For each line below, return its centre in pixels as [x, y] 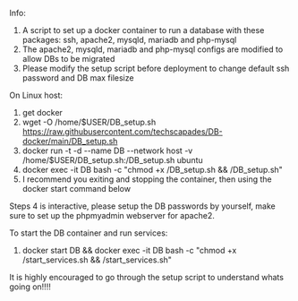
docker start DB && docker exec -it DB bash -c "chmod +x [129, 250]
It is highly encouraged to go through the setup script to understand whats [147, 277]
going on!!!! [30, 287]
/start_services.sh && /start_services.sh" [97, 260]
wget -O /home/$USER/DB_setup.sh [89, 122]
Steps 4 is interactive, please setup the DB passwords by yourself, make [142, 206]
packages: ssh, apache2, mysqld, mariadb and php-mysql [129, 40]
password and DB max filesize [78, 78]
